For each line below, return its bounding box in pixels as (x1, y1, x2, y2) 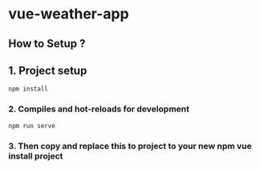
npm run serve (8, 122, 56, 130)
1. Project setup (8, 63, 87, 77)
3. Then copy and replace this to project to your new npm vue (8, 140, 252, 151)
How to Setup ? (8, 37, 86, 50)
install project (8, 150, 63, 161)
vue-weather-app (8, 5, 130, 23)
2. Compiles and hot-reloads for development (8, 103, 190, 115)
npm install (8, 85, 48, 93)
